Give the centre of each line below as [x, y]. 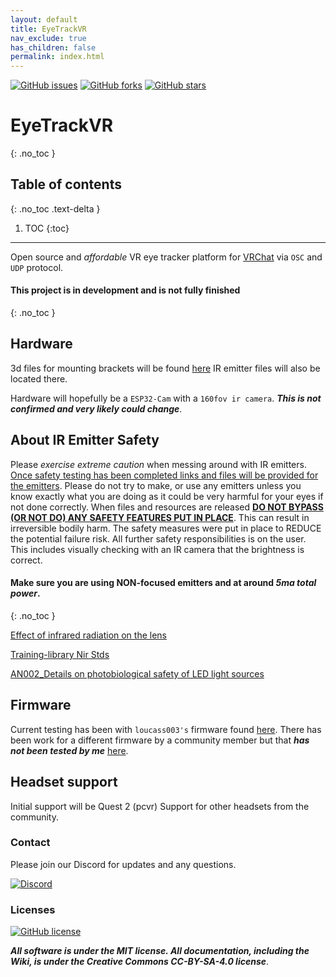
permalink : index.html [57, 57]
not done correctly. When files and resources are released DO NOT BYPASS [167, 507]
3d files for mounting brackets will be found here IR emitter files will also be [165, 368]
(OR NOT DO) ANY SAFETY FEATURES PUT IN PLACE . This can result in [160, 517]
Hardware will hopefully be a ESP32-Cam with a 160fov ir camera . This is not [166, 398]
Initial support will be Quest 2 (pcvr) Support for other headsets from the [160, 806]
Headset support [64, 782]
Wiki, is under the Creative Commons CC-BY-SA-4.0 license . [140, 962]
